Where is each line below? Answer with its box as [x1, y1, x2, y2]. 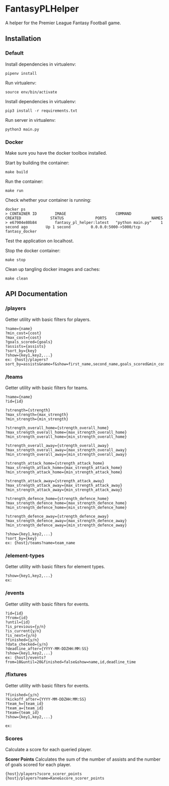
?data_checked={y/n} [5, 641, 49, 647]
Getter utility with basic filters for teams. [5, 385, 89, 391]
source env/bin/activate [5, 89, 57, 95]
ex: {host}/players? [5, 357, 49, 362]
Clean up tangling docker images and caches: [5, 266, 101, 272]
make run [5, 188, 24, 193]
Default [5, 50, 24, 57]
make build [5, 169, 28, 174]
